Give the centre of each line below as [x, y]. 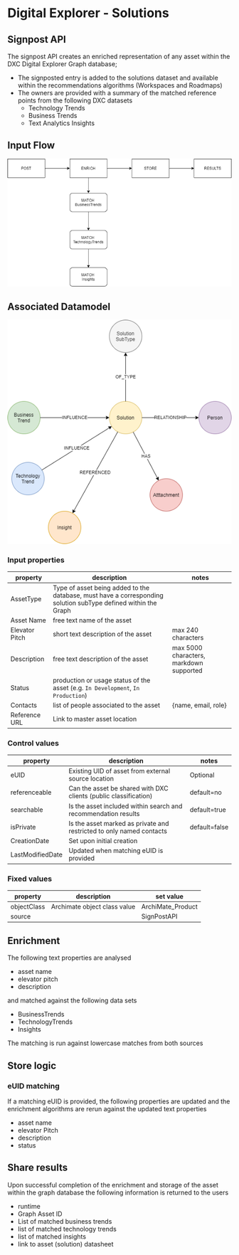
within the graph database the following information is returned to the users [118, 1192]
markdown [187, 662]
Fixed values [30, 879]
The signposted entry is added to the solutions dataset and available [118, 78]
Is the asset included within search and [126, 806]
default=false [209, 827]
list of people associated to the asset [107, 705]
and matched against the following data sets [72, 1000]
